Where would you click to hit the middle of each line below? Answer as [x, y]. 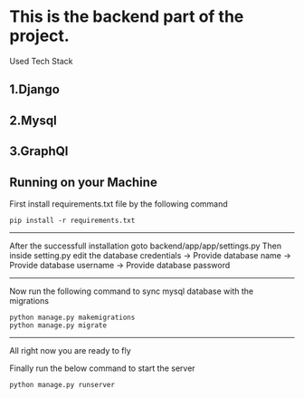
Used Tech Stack [41, 61]
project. [39, 36]
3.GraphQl [39, 151]
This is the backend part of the [127, 17]
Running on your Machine [84, 182]
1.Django [35, 89]
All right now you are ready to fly [70, 350]
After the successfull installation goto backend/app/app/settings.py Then [146, 246]
